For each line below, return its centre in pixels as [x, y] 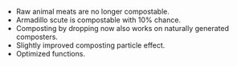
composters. [37, 37]
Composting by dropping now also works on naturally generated [122, 28]
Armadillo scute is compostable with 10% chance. [98, 20]
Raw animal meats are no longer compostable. [93, 12]
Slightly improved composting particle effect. [90, 45]
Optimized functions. [51, 54]
